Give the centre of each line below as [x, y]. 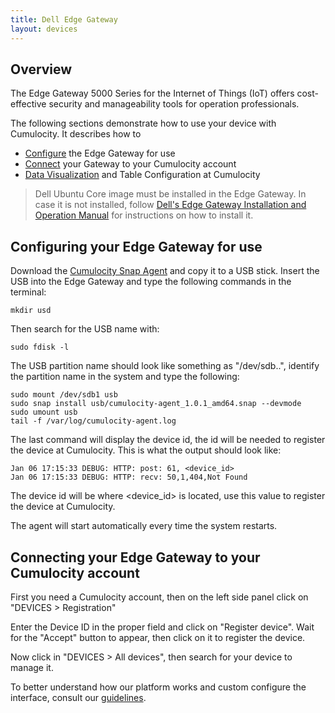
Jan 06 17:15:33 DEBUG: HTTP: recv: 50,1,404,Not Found [129, 477]
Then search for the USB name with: [85, 329]
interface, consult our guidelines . [78, 697]
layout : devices [44, 29]
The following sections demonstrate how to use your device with [143, 123]
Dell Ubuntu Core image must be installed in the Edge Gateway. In [170, 194]
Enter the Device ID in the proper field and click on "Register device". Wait [162, 627]
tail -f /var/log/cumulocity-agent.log [93, 421]
